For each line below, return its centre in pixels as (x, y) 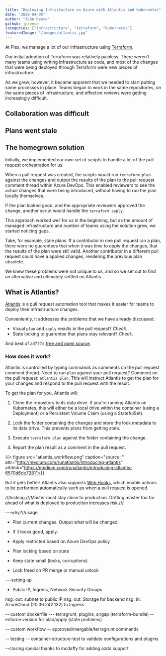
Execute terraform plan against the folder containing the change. (80, 437)
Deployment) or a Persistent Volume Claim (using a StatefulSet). (78, 413)
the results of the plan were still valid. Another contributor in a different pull (82, 251)
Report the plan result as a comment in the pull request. (69, 447)
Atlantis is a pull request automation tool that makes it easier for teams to (80, 304)
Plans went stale (31, 131)
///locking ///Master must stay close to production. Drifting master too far (80, 497)
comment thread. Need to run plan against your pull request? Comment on (81, 373)
